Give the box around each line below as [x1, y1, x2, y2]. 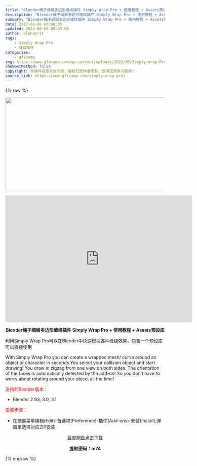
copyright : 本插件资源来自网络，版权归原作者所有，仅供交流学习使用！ [5, 69, 136, 74]
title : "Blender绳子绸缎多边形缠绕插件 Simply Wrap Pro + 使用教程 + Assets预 [5, 7, 164, 13]
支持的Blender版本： [5, 386, 48, 392]
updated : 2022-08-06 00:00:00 [5, 26, 69, 31]
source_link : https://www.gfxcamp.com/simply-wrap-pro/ [5, 74, 126, 79]
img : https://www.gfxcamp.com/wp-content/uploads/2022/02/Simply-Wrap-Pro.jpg [5, 59, 176, 64]
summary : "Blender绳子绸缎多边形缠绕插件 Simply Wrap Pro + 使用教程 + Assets [5, 17, 164, 22]
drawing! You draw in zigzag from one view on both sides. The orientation [5, 365, 160, 371]
